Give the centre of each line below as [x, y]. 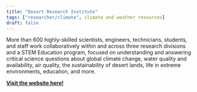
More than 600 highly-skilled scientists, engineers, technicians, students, [97, 40]
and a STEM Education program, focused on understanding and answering [98, 53]
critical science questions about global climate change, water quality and [97, 59]
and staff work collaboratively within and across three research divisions [96, 46]
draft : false [23, 23]
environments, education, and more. [51, 72]
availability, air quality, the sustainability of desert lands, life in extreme [94, 65]
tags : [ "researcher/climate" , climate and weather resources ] [86, 17]
